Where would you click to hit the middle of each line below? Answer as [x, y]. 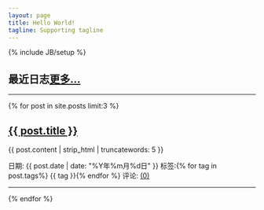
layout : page [29, 15]
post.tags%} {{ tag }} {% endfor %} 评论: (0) [79, 175]
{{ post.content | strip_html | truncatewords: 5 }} [86, 149]
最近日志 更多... [44, 79]
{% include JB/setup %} [47, 53]
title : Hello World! [42, 23]
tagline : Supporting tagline [56, 30]
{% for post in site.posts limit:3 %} [64, 106]
